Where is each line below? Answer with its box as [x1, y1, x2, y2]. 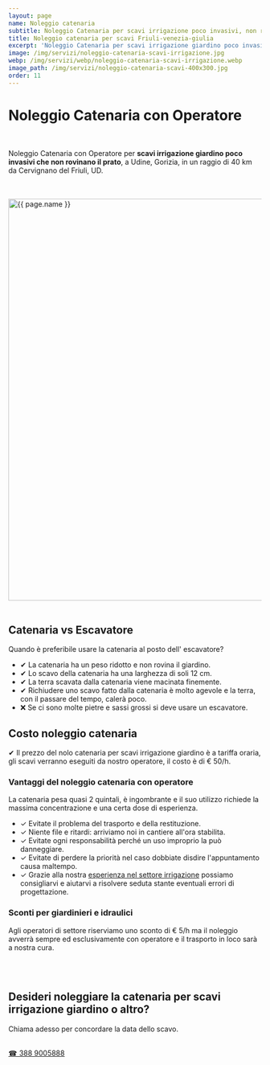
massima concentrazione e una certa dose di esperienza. [8, 803, 198, 813]
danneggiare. [19, 845, 64, 854]
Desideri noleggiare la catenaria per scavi [8, 990, 221, 1004]
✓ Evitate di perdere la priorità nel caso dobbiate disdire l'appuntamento [19, 853, 260, 862]
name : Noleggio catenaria [8, 19, 95, 27]
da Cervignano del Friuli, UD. [8, 166, 104, 175]
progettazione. [19, 887, 69, 897]
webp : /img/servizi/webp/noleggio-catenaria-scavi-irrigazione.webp [8, 57, 243, 65]
